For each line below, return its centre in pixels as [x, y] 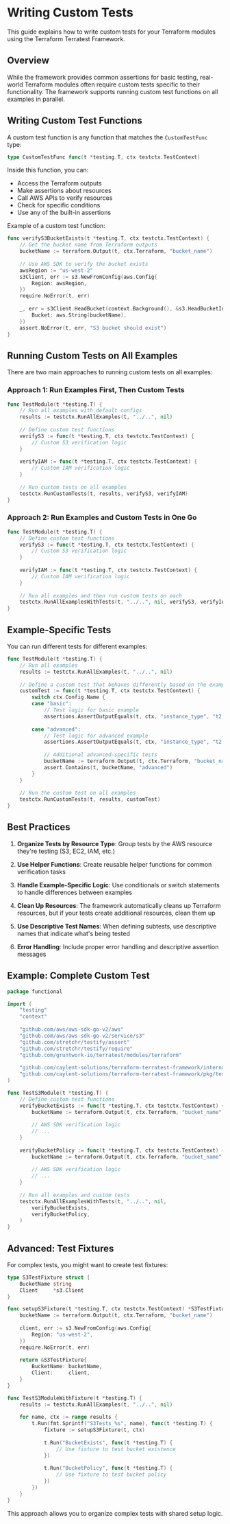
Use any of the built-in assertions [64, 213]
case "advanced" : [56, 729]
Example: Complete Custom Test [78, 976]
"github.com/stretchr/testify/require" [76, 1049]
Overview [28, 61]
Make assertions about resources [64, 191]
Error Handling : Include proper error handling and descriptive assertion [118, 946]
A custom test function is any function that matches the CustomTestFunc [107, 137]
